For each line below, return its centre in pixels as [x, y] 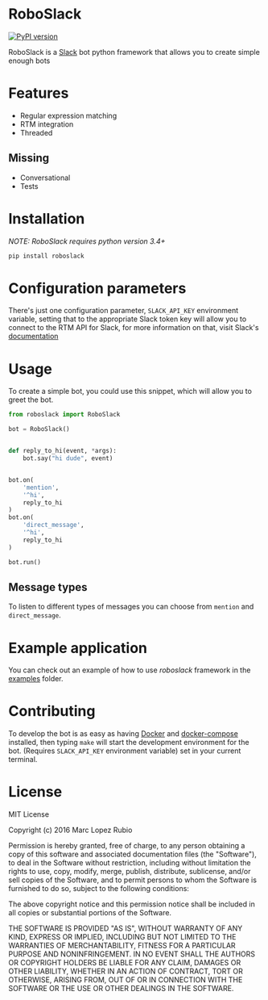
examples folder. [36, 679]
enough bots [29, 61]
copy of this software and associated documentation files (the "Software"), [133, 854]
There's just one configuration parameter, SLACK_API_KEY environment [124, 311]
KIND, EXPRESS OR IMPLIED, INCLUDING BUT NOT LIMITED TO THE [122, 937]
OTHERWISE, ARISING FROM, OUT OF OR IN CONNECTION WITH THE [126, 980]
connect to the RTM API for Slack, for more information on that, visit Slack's [134, 328]
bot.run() [25, 562]
